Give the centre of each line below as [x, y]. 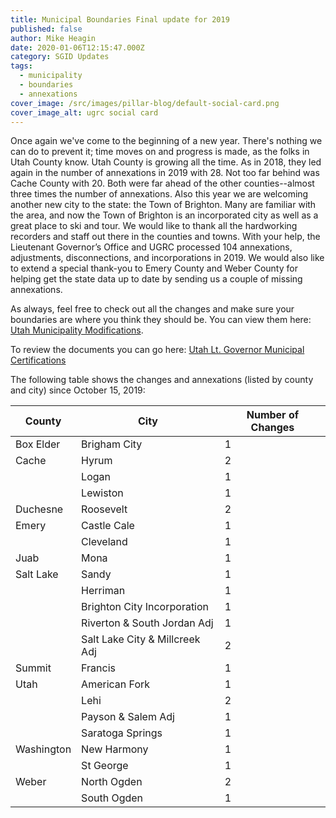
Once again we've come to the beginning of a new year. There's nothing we [166, 141]
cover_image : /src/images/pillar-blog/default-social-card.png [145, 103]
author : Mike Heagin [53, 38]
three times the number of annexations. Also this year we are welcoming [159, 194]
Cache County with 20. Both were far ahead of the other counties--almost [162, 183]
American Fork [116, 684]
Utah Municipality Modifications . [77, 330]
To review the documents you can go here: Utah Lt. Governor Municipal [157, 350]
